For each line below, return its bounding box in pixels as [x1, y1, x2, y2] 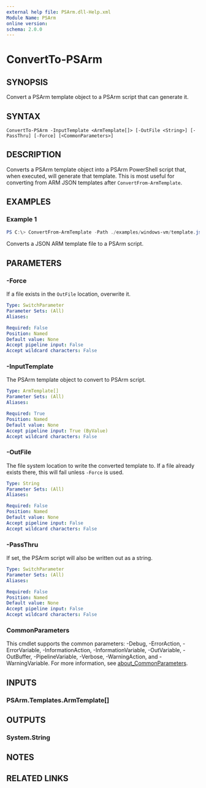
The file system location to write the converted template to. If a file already [6, 462, 195, 469]
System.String [6, 733, 51, 741]
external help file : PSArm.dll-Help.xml [6, 9, 112, 15]
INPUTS [6, 677, 37, 688]
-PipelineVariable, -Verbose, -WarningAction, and [33, 653, 158, 661]
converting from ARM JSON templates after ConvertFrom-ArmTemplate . [6, 179, 183, 186]
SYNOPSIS [6, 77, 48, 87]
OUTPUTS [6, 715, 46, 725]
